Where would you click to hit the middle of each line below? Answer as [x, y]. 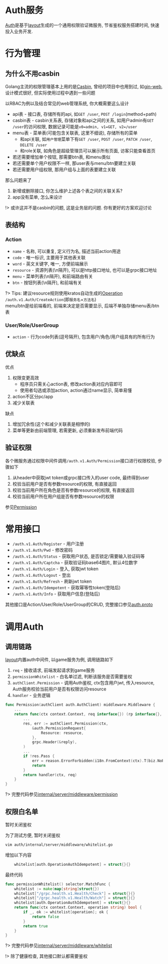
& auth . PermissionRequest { [59, 728]
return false [45, 917]
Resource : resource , [62, 733]
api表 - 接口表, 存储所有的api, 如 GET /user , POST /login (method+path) [84, 114]
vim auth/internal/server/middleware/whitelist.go [59, 845]
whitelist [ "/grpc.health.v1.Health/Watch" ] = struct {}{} [75, 898]
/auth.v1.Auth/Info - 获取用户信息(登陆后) [56, 594]
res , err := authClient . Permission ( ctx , [66, 724]
